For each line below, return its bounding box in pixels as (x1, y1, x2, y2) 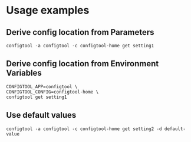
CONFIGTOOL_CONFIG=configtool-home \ (6, 89, 99, 95)
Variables (6, 68, 42, 78)
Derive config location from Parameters (6, 27, 154, 37)
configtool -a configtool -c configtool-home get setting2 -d (6, 125, 162, 132)
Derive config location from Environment (6, 59, 159, 69)
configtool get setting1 (6, 94, 67, 100)
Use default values (6, 110, 77, 120)
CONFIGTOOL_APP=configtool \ (6, 83, 78, 89)
